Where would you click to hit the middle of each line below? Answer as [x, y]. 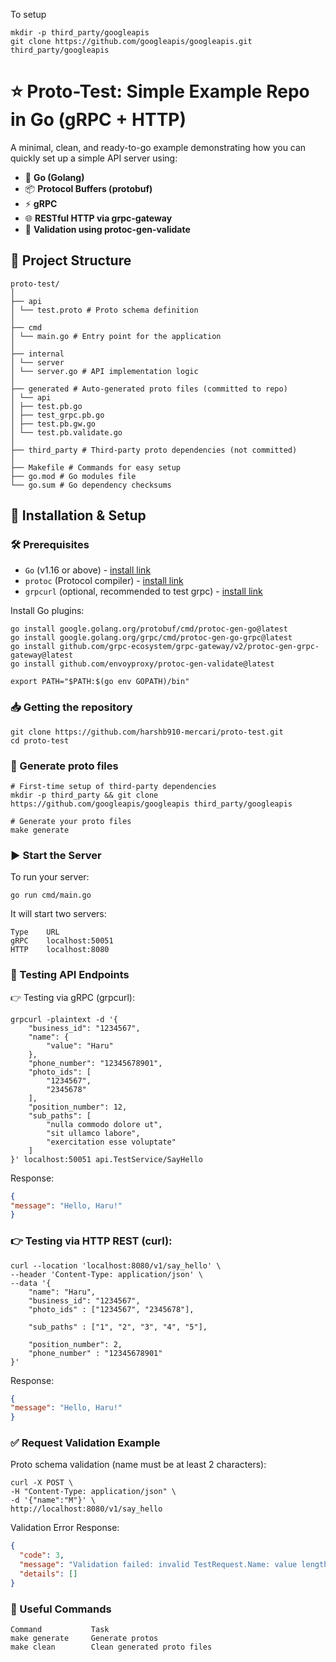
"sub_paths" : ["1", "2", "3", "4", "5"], [118, 1327]
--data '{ [31, 1283]
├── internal [37, 354]
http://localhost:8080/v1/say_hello [86, 1509]
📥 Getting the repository [71, 707]
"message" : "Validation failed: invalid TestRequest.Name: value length [174, 1565]
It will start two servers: [58, 914]
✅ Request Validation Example [85, 1443]
